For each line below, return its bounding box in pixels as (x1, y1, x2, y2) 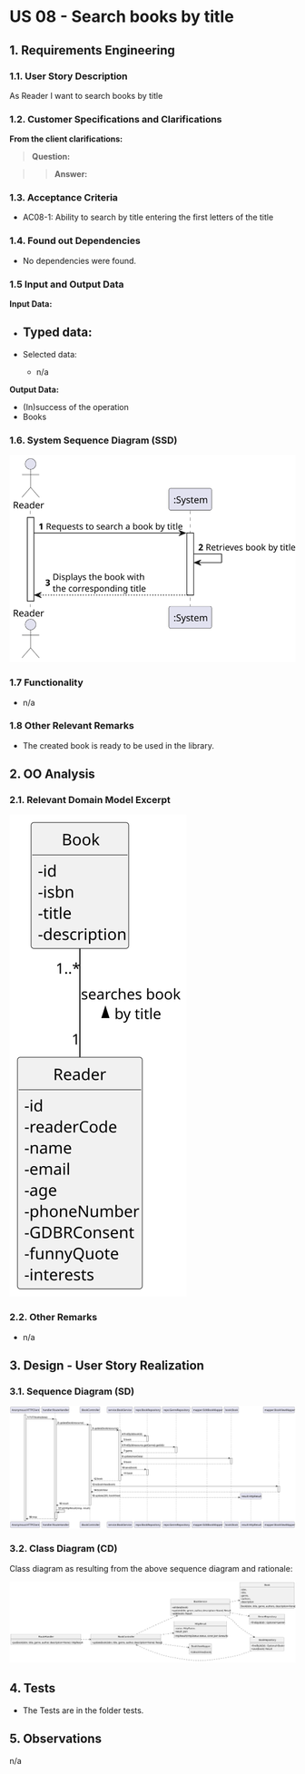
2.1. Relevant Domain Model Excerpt (9, 794, 171, 807)
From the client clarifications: (9, 133, 123, 144)
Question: (31, 152, 71, 162)
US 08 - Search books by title (9, 6, 234, 27)
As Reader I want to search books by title (9, 90, 163, 101)
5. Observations (9, 1731, 103, 1747)
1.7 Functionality (9, 676, 84, 689)
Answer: (54, 169, 88, 180)
